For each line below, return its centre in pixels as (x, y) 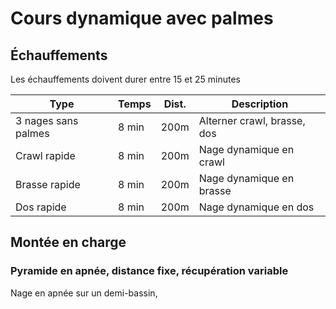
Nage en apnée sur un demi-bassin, (84, 293)
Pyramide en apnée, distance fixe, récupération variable (149, 271)
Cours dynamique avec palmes (142, 18)
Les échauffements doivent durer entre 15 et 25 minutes (125, 79)
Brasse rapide (48, 184)
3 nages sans (47, 120)
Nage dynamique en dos (256, 207)
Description (260, 104)
